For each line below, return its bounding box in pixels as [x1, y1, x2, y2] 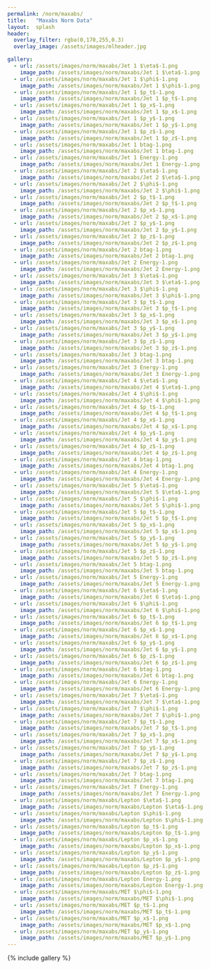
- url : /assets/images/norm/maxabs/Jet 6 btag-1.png [13, 666, 172, 673]
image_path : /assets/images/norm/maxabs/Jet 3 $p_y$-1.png [20, 331, 197, 339]
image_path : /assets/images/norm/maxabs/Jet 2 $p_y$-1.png [20, 226, 197, 233]
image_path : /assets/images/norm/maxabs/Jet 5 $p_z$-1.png [20, 554, 197, 561]
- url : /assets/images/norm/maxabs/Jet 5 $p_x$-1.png [13, 521, 175, 529]
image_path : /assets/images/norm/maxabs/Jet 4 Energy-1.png [20, 475, 200, 483]
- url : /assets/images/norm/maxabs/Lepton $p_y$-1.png [13, 849, 178, 856]
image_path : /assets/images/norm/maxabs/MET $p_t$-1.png [20, 908, 191, 915]
